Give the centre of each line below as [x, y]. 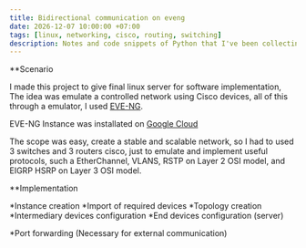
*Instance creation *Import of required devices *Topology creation [136, 206]
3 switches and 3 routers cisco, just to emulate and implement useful [139, 151]
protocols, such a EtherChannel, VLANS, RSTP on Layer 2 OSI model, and [147, 161]
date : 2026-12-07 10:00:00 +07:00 [75, 26]
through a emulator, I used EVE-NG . [76, 107]
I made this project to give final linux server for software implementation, [146, 87]
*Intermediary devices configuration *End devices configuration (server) [147, 216]
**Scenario [31, 69]
